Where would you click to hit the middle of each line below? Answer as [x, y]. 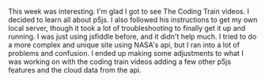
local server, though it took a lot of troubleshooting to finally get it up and [127, 28]
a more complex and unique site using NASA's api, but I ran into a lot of [124, 45]
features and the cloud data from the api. [75, 70]
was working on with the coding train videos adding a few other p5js [120, 61]
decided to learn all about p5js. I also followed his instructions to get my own [133, 20]
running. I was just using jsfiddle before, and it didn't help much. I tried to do [132, 36]
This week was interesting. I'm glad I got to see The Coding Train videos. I [129, 11]
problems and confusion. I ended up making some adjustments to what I [126, 53]
